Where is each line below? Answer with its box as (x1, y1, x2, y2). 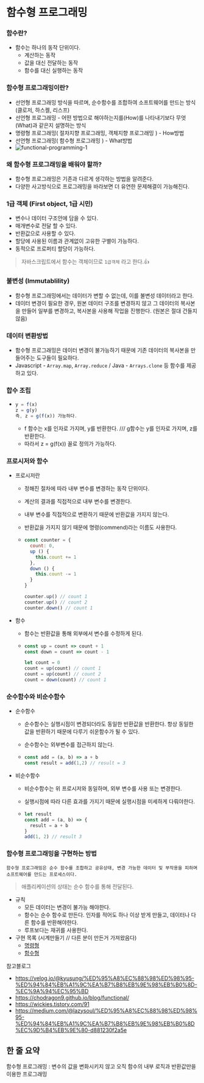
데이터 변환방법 (6, 331, 49, 340)
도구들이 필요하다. (36, 354, 79, 361)
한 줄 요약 (6, 1046, 40, 1056)
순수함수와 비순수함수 (6, 692, 66, 701)
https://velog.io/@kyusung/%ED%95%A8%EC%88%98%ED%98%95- (15, 974, 195, 982)
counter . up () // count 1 (24, 594, 88, 600)
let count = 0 (24, 660, 60, 666)
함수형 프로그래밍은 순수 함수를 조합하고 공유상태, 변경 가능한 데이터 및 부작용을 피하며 (6, 865, 198, 871)
